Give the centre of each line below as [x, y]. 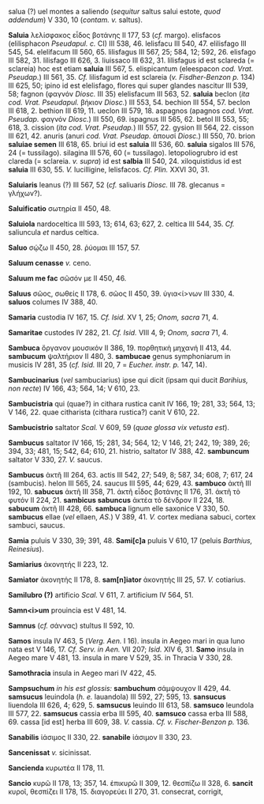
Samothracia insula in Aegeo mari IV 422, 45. [82, 673]
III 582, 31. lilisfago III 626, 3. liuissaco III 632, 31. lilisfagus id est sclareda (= [131, 60]
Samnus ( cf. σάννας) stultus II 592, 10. [72, 625]
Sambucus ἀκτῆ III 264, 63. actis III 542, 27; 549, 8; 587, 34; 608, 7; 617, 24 [131, 475]
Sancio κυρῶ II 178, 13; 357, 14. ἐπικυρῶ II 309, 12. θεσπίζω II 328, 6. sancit [131, 783]
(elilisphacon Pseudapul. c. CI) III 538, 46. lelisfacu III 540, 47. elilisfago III [127, 43]
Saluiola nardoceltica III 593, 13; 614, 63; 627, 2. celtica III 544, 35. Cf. [121, 224]
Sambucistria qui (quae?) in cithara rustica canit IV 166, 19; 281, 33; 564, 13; [132, 404]
